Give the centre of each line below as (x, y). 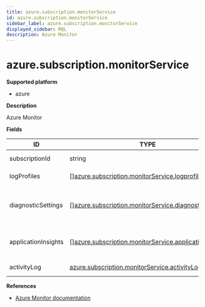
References (21, 286)
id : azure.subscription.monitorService (57, 18)
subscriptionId (30, 158)
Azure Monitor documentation (53, 298)
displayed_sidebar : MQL (37, 29)
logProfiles (25, 176)
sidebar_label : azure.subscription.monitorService (72, 23)
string (78, 158)
